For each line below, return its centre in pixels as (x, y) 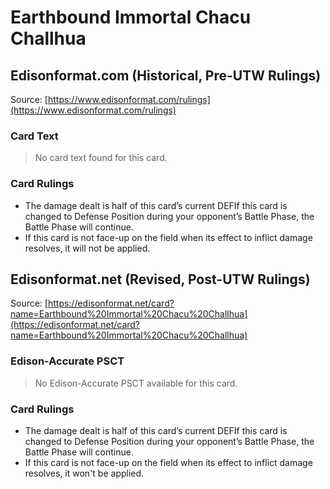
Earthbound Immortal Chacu (131, 17)
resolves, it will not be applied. (87, 248)
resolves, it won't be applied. (84, 473)
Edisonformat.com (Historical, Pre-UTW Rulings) (166, 75)
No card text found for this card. (101, 158)
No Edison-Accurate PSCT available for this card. (136, 383)
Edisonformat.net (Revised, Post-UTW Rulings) (160, 279)
